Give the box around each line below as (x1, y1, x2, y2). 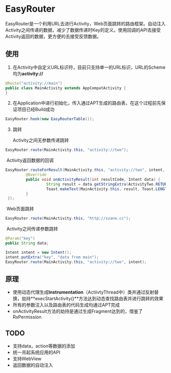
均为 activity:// (12, 70, 43, 76)
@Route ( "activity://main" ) (5, 81, 63, 86)
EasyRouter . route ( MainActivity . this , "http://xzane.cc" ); (5, 216, 131, 221)
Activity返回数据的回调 (6, 157, 54, 164)
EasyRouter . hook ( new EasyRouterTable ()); (5, 117, 95, 122)
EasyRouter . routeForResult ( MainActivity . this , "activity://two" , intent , (5, 168, 165, 173)
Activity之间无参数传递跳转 (12, 137, 69, 143)
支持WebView (12, 356, 42, 362)
